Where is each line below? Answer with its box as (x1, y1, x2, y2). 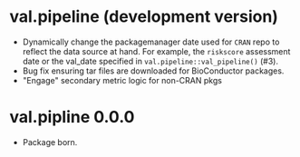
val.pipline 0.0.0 (9, 107, 135, 128)
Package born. (22, 136, 78, 147)
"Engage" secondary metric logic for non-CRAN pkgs (22, 74, 222, 85)
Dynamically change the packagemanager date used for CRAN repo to (22, 36, 280, 47)
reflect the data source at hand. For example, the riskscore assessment (22, 45, 291, 56)
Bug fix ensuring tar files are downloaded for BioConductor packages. (22, 65, 285, 76)
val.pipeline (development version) (9, 6, 279, 27)
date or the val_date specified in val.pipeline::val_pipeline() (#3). (22, 55, 279, 66)
